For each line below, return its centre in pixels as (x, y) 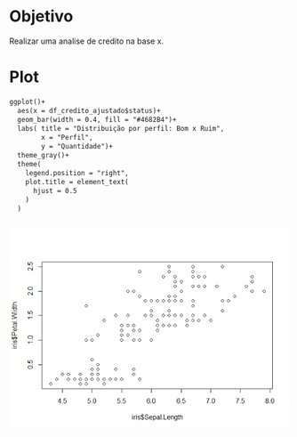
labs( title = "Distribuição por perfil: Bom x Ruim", (121, 128)
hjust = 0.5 (55, 190)
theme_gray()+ (43, 155)
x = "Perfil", (67, 137)
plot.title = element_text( (77, 182)
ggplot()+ (28, 101)
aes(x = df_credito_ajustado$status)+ (89, 110)
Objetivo (41, 16)
